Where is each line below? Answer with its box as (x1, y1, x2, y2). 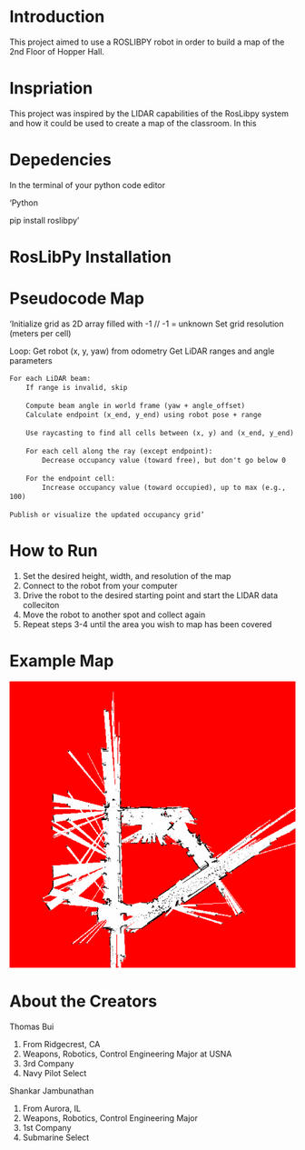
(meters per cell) (9, 327, 72, 338)
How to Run (9, 541, 98, 561)
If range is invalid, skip (25, 383, 128, 392)
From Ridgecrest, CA (22, 1038, 101, 1049)
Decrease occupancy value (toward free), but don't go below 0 (42, 455, 286, 465)
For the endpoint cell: (25, 474, 116, 483)
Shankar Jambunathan (9, 1085, 94, 1096)
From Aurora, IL (22, 1103, 82, 1114)
